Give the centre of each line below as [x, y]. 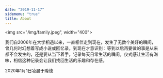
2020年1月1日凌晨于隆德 [29, 71]
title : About [18, 18]
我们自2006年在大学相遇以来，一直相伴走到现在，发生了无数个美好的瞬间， [81, 42]
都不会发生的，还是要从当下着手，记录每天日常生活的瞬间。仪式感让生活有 [79, 54]
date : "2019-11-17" [25, 9]
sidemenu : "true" [23, 14]
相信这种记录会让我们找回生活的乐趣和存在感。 [60, 61]
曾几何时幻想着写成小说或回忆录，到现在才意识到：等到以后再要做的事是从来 [81, 48]
